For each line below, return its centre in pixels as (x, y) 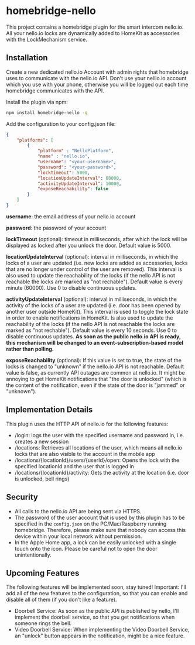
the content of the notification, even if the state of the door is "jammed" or (95, 385)
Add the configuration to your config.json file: (61, 123)
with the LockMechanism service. (47, 39)
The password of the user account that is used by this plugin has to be (100, 517)
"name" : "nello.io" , (64, 156)
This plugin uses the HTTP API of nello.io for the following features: (87, 424)
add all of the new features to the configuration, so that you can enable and (97, 593)
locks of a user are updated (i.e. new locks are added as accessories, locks (97, 263)
